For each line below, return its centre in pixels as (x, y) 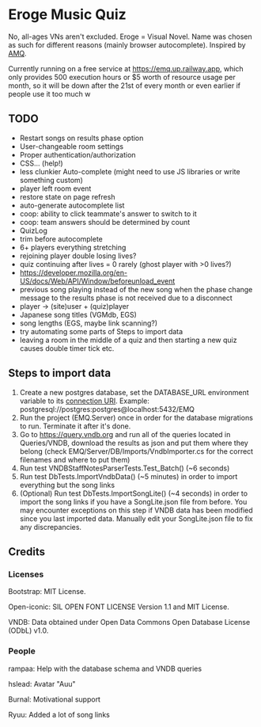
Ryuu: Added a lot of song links (59, 714)
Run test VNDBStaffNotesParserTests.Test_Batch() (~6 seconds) (125, 468)
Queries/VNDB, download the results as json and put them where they (134, 443)
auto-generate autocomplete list (72, 205)
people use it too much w (49, 93)
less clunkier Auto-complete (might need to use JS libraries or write (130, 171)
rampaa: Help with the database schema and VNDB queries (105, 668)
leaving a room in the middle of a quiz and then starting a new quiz (128, 340)
